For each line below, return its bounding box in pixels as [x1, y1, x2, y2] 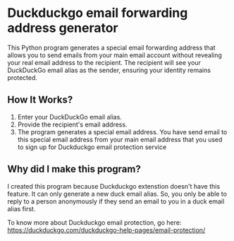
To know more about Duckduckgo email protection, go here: [7, 218, 182, 227]
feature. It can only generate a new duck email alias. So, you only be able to [7, 189, 228, 198]
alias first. [7, 204, 36, 213]
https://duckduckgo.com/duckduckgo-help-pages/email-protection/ [7, 225, 206, 234]
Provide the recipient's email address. [17, 120, 128, 129]
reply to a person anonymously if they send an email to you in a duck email [7, 196, 225, 206]
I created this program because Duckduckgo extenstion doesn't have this [7, 182, 221, 190]
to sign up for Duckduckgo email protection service [17, 143, 167, 151]
